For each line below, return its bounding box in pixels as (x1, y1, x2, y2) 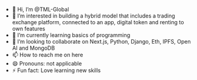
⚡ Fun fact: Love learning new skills (12, 67, 101, 74)
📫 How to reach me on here (12, 52, 83, 58)
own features (12, 25, 46, 32)
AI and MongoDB (12, 44, 55, 52)
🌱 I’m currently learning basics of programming (12, 32, 131, 39)
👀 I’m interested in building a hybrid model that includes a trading (12, 12, 175, 19)
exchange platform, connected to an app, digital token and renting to (12, 19, 184, 25)
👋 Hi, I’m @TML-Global (12, 6, 69, 13)
